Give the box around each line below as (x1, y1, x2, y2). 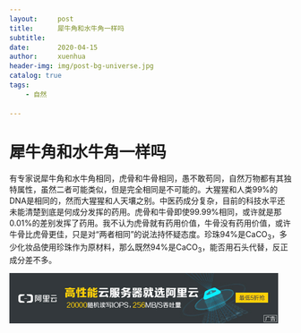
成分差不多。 (9, 255, 56, 266)
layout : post (9, 14, 74, 23)
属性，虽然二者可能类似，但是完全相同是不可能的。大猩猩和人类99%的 (16, 184, 279, 195)
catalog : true (9, 72, 63, 81)
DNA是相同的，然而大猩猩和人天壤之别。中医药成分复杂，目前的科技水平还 (9, 195, 286, 206)
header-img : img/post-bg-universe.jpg (9, 62, 154, 71)
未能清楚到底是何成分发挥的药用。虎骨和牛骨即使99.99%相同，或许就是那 (9, 207, 282, 218)
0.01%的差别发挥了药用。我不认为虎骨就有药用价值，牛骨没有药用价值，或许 (9, 218, 291, 228)
